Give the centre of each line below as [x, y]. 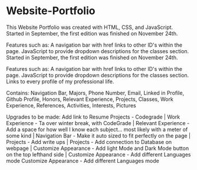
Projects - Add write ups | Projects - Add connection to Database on [89, 142]
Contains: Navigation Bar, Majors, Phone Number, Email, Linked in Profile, [95, 93]
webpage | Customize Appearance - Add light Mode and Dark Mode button [98, 148]
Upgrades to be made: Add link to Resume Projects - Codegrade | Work [93, 117]
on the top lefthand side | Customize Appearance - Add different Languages [98, 154]
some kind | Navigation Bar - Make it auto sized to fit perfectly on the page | [98, 135]
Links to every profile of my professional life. [60, 81]
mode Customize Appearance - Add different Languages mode [83, 161]
